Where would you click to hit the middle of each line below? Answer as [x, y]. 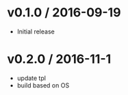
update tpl [31, 78]
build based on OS [43, 85]
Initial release [36, 31]
